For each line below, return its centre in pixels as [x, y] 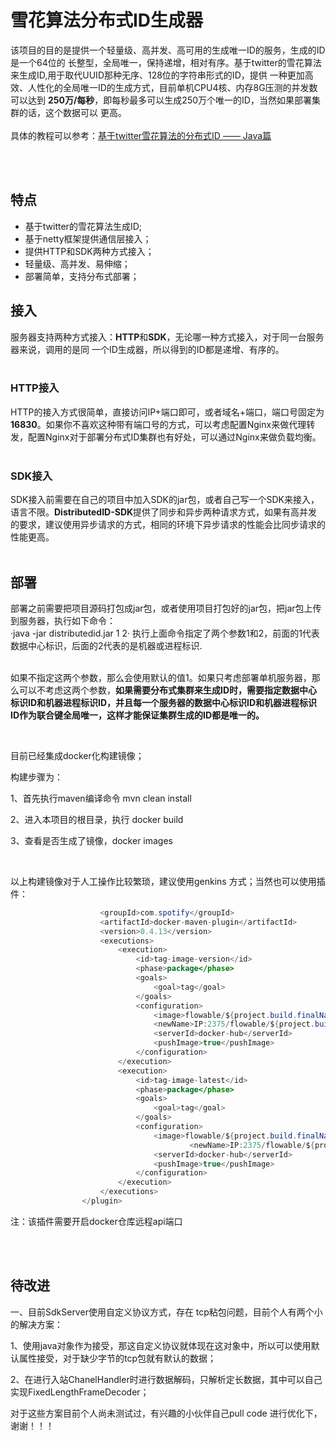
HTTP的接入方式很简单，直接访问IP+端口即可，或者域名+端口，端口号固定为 [167, 412]
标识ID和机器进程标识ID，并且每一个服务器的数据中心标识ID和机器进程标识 [164, 702]
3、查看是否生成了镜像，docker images [92, 840]
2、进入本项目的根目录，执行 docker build [97, 819]
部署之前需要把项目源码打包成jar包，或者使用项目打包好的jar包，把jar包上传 [166, 608]
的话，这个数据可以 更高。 [72, 112]
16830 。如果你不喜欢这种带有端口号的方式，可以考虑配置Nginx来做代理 [158, 424]
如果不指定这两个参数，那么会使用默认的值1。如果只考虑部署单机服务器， [161, 677]
